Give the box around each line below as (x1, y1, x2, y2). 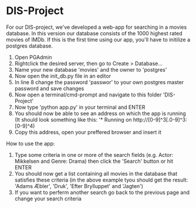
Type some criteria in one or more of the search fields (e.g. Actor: (14, 151, 174, 158)
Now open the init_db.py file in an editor (14, 72, 111, 79)
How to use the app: (6, 140, 55, 147)
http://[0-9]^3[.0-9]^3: (133, 116, 187, 123)
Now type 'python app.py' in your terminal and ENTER (14, 103, 146, 110)
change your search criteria (14, 195, 82, 202)
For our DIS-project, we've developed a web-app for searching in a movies (6, 24, 187, 31)
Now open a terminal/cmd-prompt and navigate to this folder (14, 91, 162, 98)
